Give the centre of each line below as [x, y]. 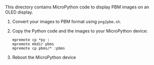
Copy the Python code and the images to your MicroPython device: [80, 31]
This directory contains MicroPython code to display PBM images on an [77, 7]
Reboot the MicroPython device [44, 57]
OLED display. [19, 12]
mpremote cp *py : [31, 40]
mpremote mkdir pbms [33, 44]
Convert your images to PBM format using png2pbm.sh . [66, 22]
